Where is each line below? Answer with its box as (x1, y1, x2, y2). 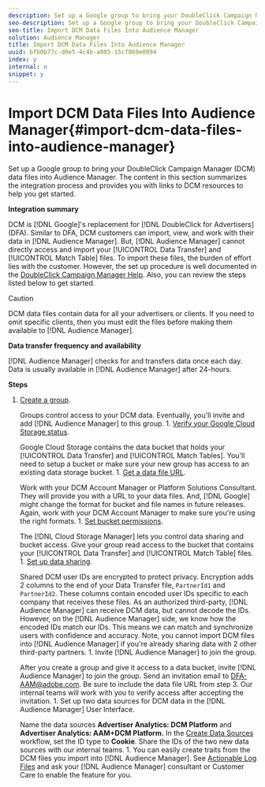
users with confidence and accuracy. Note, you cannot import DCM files (19, 630, 255, 640)
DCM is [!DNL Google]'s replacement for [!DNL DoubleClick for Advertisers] (8, 219, 255, 229)
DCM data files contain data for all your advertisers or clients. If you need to (8, 308, 255, 318)
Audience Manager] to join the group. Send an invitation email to (19, 671, 230, 681)
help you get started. (8, 188, 77, 198)
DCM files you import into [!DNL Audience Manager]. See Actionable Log (19, 753, 257, 763)
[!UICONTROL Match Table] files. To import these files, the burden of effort (8, 253, 252, 263)
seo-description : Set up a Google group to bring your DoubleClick (8, 19, 235, 27)
